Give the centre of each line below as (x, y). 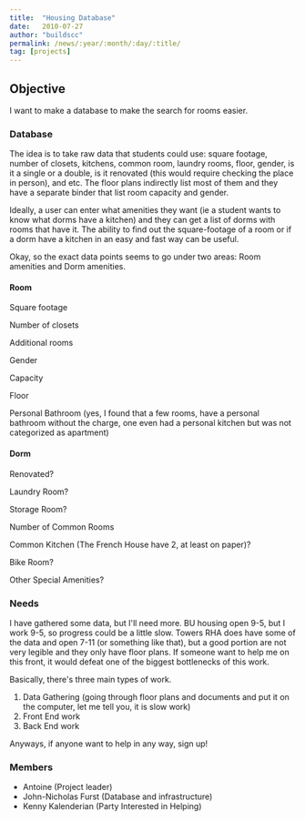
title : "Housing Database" (63, 18)
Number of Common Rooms (62, 527)
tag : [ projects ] (40, 52)
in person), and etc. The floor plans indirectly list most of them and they (144, 183)
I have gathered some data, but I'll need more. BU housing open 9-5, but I (147, 623)
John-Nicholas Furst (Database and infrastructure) (117, 796)
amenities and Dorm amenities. (67, 267)
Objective (38, 89)
